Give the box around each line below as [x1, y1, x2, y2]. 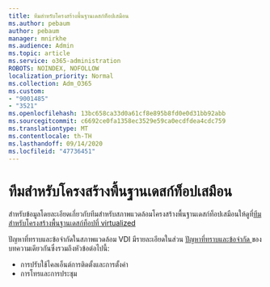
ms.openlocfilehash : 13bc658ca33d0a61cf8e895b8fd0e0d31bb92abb [8, 110, 226, 118]
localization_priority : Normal [8, 72, 114, 80]
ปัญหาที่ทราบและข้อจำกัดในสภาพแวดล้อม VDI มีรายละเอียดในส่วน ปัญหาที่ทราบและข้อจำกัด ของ [8, 234, 263, 244]
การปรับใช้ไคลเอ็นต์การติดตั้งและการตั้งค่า [19, 260, 129, 269]
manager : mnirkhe [8, 34, 67, 43]
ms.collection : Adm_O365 [8, 79, 92, 87]
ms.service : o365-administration [8, 57, 121, 65]
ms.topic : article [8, 49, 70, 57]
